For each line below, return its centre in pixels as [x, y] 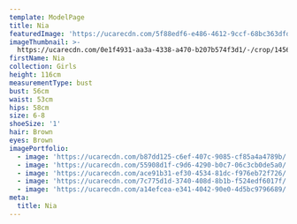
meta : [19, 198]
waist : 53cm [31, 99]
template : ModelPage [47, 17]
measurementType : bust [51, 83]
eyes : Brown [31, 140]
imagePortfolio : [39, 148]
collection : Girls [43, 67]
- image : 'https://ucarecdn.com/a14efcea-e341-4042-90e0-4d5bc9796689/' [154, 190]
